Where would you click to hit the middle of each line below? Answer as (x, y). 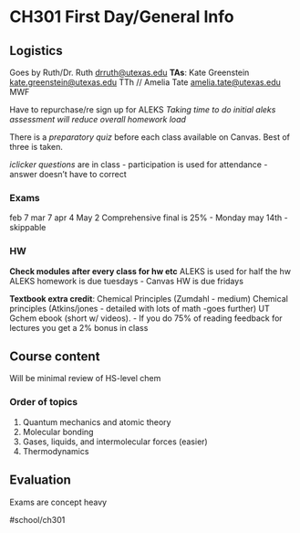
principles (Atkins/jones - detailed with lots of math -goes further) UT (140, 308)
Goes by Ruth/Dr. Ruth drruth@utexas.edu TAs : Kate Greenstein (129, 72)
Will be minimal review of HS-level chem (85, 378)
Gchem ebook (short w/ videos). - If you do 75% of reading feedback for (146, 318)
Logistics (36, 51)
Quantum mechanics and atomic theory (97, 421)
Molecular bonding (58, 432)
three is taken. (36, 147)
